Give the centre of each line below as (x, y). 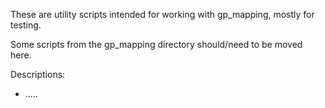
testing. (26, 25)
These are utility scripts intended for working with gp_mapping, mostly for (162, 14)
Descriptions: (38, 74)
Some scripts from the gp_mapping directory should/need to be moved (156, 44)
